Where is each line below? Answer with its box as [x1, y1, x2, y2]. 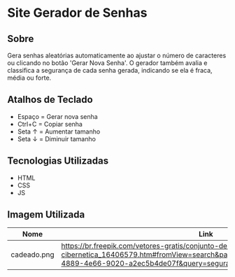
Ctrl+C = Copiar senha [17, 120, 83, 128]
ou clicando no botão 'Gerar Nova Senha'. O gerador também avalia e [7, 59, 208, 67]
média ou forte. [7, 73, 52, 82]
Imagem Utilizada [7, 208, 85, 221]
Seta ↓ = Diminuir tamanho [17, 134, 97, 143]
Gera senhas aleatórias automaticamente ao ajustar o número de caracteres [7, 51, 227, 59]
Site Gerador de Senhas [7, 5, 148, 21]
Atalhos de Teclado [7, 94, 93, 106]
